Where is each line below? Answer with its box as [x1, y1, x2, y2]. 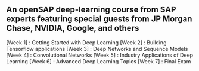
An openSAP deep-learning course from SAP [6, 5, 177, 15]
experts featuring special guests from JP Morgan [6, 14, 192, 24]
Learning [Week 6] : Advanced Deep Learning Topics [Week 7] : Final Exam [6, 57, 191, 64]
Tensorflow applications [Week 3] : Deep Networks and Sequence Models [6, 45, 188, 52]
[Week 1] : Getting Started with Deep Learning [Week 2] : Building [6, 38, 167, 46]
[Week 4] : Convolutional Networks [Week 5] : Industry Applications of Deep [6, 51, 194, 59]
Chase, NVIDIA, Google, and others [6, 23, 139, 33]
